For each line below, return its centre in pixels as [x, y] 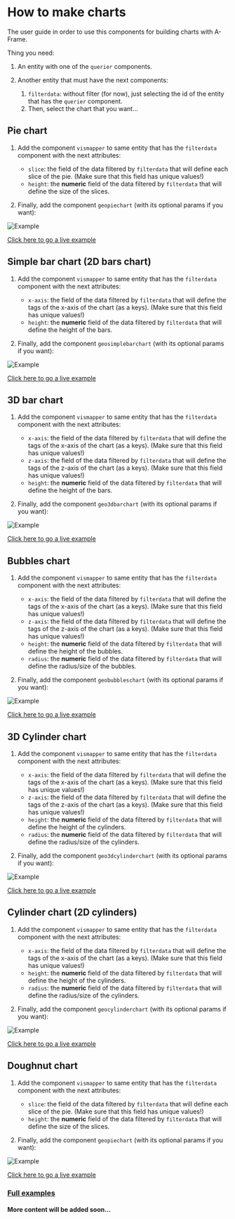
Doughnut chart [43, 1066]
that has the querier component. [75, 101]
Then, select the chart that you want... [83, 108]
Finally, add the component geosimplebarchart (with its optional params [121, 343]
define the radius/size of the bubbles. [82, 666]
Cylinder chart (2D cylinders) [72, 913]
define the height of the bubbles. [75, 651]
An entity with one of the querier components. [85, 66]
